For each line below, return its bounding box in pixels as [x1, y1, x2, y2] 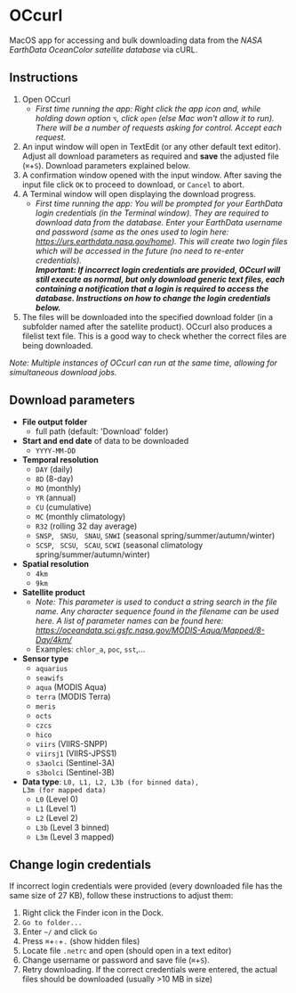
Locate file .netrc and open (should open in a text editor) [21, 946, 232, 956]
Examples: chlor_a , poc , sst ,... [35, 644, 146, 654]
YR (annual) [35, 492, 77, 503]
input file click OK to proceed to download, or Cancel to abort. [21, 179, 244, 190]
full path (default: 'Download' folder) [35, 425, 169, 437]
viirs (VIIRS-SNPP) [35, 738, 108, 749]
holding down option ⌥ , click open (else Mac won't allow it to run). [35, 112, 275, 123]
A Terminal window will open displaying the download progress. [21, 188, 256, 199]
